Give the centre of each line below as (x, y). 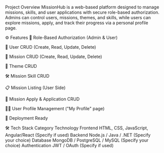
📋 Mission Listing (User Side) (35, 88)
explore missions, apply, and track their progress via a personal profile (77, 23)
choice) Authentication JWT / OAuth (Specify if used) (59, 145)
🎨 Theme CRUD (21, 66)
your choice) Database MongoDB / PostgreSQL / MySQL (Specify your (77, 140)
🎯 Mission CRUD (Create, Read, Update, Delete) (54, 57)
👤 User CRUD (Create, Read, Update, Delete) (51, 47)
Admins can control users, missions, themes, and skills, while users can (78, 17)
